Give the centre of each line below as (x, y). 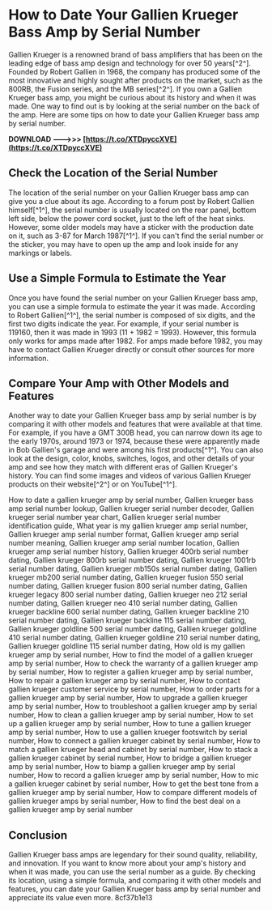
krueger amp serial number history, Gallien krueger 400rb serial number (129, 551)
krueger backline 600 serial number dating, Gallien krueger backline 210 (129, 612)
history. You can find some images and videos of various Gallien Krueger (130, 476)
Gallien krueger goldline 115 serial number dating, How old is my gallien (127, 646)
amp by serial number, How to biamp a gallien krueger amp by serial (122, 767)
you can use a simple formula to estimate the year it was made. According (132, 306)
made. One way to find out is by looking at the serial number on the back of (134, 106)
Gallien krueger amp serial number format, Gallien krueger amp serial (123, 534)
